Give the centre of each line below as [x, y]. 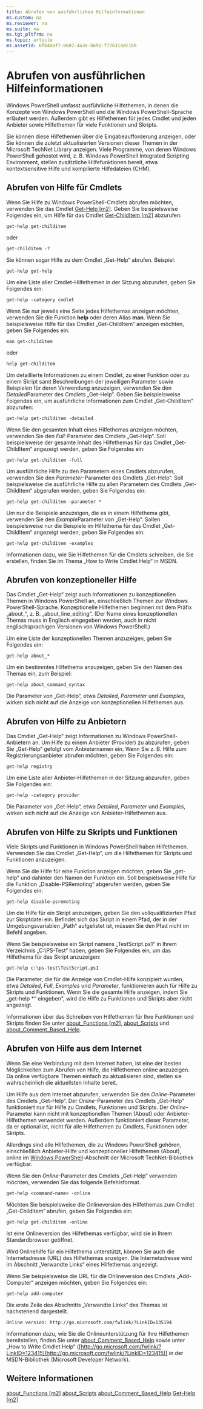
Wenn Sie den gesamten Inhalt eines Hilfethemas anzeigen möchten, [92, 429]
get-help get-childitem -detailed [50, 418]
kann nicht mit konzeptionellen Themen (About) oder [99, 1113]
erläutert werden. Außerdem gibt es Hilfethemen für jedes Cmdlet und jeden [101, 118]
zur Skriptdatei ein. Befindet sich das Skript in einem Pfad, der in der [92, 919]
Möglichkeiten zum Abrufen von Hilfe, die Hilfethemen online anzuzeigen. [98, 1070]
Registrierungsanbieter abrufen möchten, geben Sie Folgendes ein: [90, 756]
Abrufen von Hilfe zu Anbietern [66, 721]
